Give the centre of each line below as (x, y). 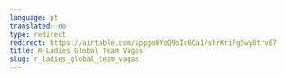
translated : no (38, 26)
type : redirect (38, 34)
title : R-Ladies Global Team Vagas (76, 51)
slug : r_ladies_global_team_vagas (75, 59)
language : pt (34, 17)
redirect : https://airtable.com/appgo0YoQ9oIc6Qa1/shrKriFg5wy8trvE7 (143, 43)
